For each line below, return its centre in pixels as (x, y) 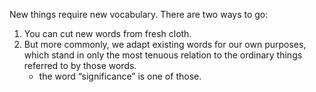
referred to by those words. (80, 65)
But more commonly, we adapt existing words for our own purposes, (165, 44)
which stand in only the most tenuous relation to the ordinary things (163, 55)
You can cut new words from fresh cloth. (107, 33)
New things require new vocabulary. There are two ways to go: (139, 14)
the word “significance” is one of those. (120, 76)
